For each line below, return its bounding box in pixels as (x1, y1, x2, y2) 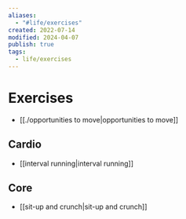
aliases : (8, 11, 37, 20)
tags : (8, 48, 26, 56)
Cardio (8, 138, 42, 151)
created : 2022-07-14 (8, 26, 76, 34)
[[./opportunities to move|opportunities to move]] (19, 115, 179, 124)
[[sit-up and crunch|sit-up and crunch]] (19, 202, 148, 212)
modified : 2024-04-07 (8, 33, 79, 42)
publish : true (8, 41, 55, 49)
